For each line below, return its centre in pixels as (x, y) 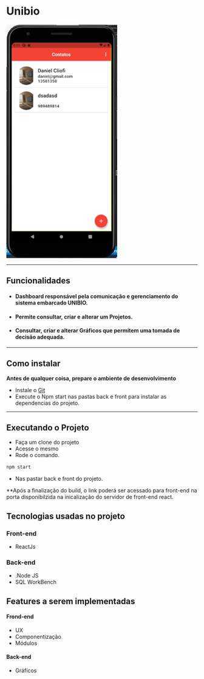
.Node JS (27, 576)
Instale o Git (30, 390)
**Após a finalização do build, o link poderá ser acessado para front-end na (102, 491)
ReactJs (25, 546)
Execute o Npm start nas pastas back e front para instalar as (91, 396)
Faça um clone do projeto (47, 443)
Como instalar (33, 364)
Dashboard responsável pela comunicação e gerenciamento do (97, 296)
